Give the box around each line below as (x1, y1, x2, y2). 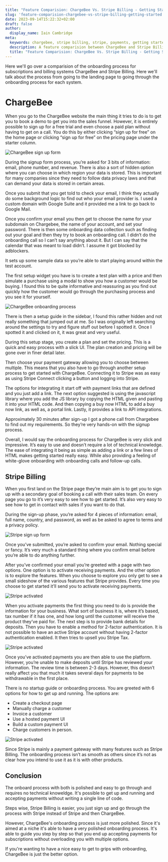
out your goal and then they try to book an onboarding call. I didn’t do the (5, 232, 156, 238)
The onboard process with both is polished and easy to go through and (5, 785, 151, 791)
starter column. (5, 140, 36, 146)
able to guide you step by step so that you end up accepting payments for (5, 831, 157, 837)
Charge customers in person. (12, 727, 73, 733)
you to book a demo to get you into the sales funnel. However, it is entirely (5, 118, 158, 124)
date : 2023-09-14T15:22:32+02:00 (5, 17, 75, 22)
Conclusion (5, 771, 42, 780)
